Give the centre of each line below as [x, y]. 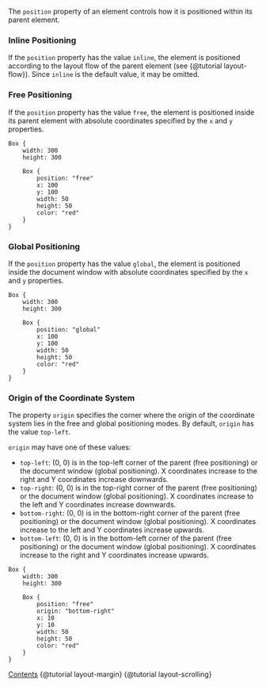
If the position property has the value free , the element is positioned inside [131, 112]
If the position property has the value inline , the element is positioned [124, 58]
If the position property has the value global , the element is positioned [124, 264]
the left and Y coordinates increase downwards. [98, 505]
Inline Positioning [42, 40]
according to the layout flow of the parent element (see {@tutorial [115, 66]
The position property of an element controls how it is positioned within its [131, 11]
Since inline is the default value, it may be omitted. [116, 74]
